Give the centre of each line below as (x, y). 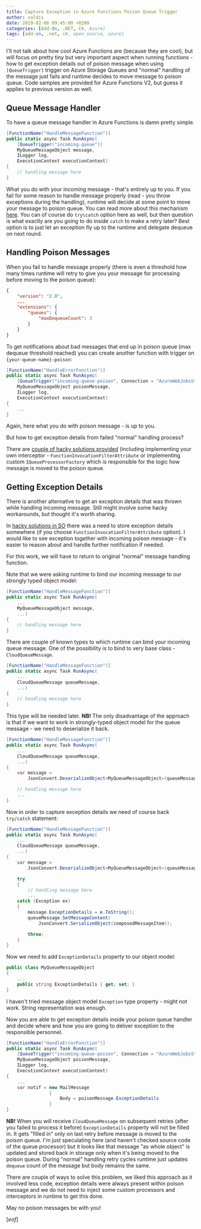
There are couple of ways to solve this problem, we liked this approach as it (99, 1177)
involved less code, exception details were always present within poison (95, 1184)
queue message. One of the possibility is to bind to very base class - (91, 648)
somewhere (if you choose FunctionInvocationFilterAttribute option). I (96, 532)
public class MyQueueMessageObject (51, 968)
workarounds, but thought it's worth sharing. (61, 514)
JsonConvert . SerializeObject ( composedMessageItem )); (105, 923)
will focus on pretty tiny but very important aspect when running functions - (100, 57)
